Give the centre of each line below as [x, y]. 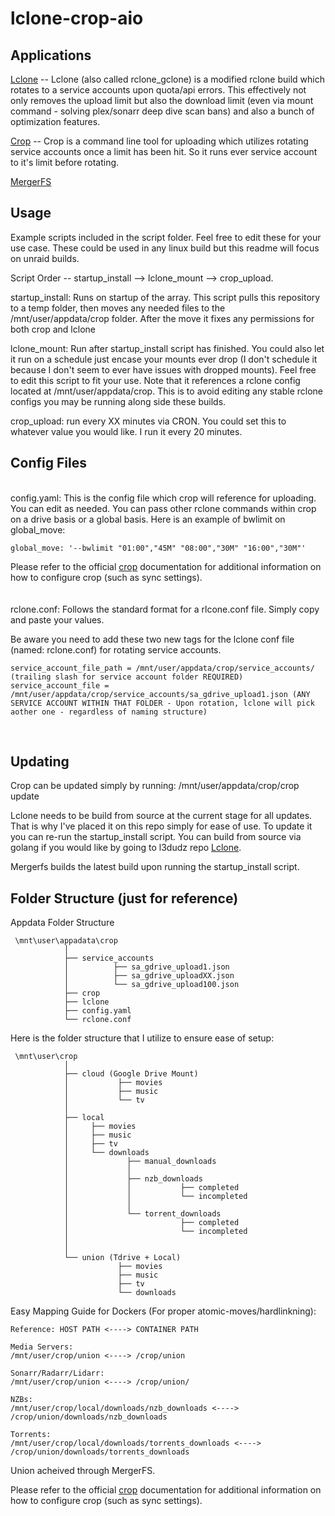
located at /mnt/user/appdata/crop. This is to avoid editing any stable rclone [167, 391]
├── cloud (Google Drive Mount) [131, 1074]
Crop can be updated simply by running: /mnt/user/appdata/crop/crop [155, 786]
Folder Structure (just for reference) [124, 898]
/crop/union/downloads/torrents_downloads [100, 1452]
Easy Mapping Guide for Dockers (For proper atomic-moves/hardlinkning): [163, 1311]
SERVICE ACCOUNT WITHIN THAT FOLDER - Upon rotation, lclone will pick [162, 703]
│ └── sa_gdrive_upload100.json [151, 985]
